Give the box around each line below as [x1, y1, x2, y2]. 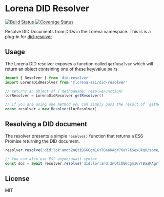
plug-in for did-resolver [5, 34, 52, 39]
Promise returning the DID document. [5, 138, 80, 144]
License [5, 174, 30, 183]
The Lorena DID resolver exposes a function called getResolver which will [5, 60, 153, 66]
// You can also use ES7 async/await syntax [5, 157, 97, 161]
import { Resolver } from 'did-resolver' [5, 75, 91, 80]
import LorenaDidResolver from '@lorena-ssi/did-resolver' [5, 80, 128, 85]
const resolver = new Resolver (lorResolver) [5, 107, 97, 112]
